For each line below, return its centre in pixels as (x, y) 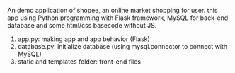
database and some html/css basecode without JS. (82, 25)
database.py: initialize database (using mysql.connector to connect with (122, 46)
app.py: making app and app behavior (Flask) (84, 39)
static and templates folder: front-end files (79, 62)
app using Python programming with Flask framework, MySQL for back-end (118, 18)
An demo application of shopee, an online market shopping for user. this (113, 10)
